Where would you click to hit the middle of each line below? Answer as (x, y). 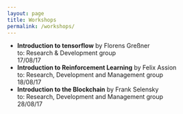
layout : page (26, 13)
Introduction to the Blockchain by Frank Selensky (88, 89)
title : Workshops (32, 20)
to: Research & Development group (66, 53)
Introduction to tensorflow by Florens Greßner (83, 46)
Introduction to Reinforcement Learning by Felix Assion (97, 68)
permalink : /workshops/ (41, 26)
